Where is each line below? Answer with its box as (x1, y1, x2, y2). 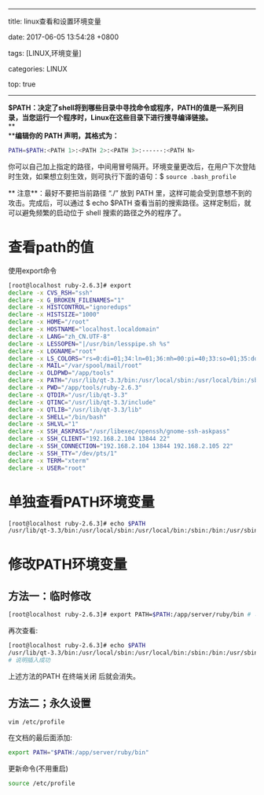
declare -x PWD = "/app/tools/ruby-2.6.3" (8, 384, 143, 392)
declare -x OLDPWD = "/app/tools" (8, 369, 114, 377)
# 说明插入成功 (8, 656, 51, 664)
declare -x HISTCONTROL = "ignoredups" (8, 303, 132, 311)
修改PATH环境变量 (8, 555, 127, 573)
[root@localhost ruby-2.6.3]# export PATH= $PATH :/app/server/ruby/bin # (8, 610, 251, 619)
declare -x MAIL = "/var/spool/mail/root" (8, 362, 143, 370)
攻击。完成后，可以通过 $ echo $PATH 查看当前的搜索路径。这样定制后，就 (8, 198, 251, 207)
